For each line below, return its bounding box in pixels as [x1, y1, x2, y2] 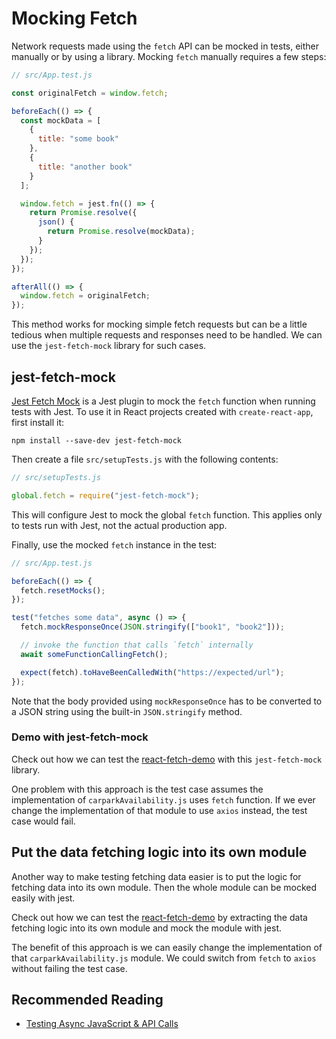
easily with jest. [11, 892, 76, 904]
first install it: [11, 417, 65, 428]
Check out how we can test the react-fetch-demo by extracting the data [11, 911, 308, 923]
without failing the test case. [11, 962, 128, 974]
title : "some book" [37, 134, 119, 144]
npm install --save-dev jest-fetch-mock [11, 436, 183, 446]
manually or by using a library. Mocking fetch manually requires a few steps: [11, 50, 327, 62]
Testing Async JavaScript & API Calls [25, 1018, 179, 1030]
